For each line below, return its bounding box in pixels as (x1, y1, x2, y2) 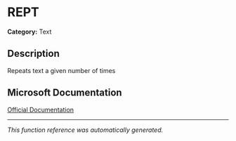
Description (7, 48, 60, 60)
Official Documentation (7, 105, 74, 114)
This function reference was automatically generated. (7, 126, 164, 134)
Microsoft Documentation (7, 87, 122, 99)
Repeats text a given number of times (7, 66, 116, 74)
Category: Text (7, 27, 52, 36)
